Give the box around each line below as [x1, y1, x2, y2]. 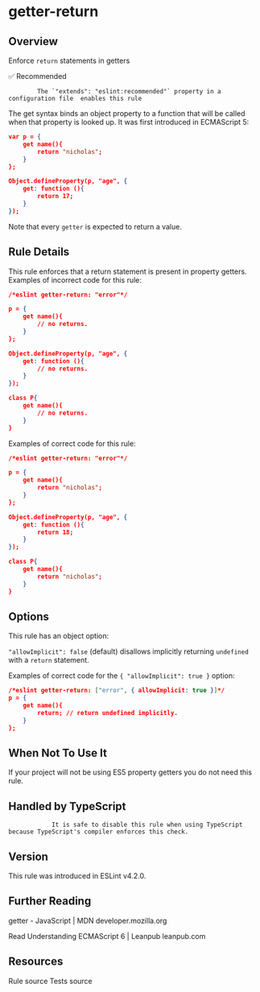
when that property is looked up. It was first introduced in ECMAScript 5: [8, 118, 250, 126]
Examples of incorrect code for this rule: [8, 275, 142, 284]
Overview [8, 35, 59, 48]
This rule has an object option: [8, 631, 109, 641]
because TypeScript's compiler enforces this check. [8, 828, 189, 836]
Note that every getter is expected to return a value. [8, 221, 183, 231]
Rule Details [8, 245, 70, 259]
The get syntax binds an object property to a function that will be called [8, 109, 246, 118]
